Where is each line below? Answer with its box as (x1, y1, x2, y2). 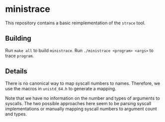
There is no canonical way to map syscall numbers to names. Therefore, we (5, 80, 161, 86)
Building (5, 34, 31, 43)
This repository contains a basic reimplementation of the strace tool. (5, 20, 146, 26)
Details (5, 67, 27, 75)
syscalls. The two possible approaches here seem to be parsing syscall (5, 100, 152, 106)
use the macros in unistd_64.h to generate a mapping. (5, 85, 116, 91)
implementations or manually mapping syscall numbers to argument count (5, 106, 157, 112)
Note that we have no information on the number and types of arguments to (5, 95, 160, 101)
